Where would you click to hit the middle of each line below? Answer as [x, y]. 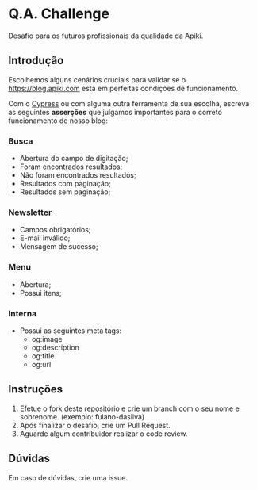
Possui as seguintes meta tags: [71, 331]
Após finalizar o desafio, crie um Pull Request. [95, 425]
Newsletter [30, 212]
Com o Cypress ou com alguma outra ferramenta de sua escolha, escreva [129, 103]
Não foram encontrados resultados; [78, 175]
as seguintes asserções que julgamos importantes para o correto [115, 112]
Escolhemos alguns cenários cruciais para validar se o [97, 79]
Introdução [36, 61]
